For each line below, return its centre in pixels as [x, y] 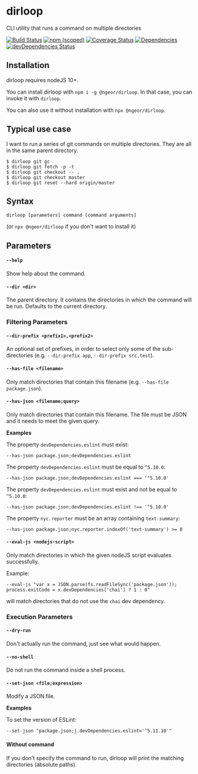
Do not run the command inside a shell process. [66, 670]
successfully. [23, 561]
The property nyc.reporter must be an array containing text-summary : [93, 518]
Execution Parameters [40, 617]
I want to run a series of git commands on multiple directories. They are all [99, 143]
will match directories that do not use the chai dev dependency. [86, 601]
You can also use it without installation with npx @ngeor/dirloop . [86, 110]
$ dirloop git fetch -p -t [40, 167]
